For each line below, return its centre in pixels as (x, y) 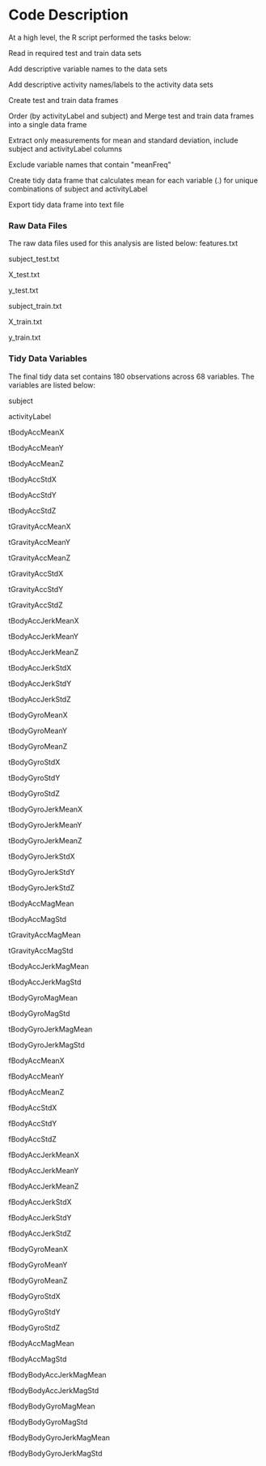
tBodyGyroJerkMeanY (45, 825)
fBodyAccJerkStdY (40, 1217)
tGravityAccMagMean (44, 935)
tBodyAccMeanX (36, 432)
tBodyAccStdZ (32, 510)
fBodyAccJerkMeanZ (44, 1186)
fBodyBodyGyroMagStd (48, 1421)
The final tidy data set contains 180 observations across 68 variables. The (131, 376)
